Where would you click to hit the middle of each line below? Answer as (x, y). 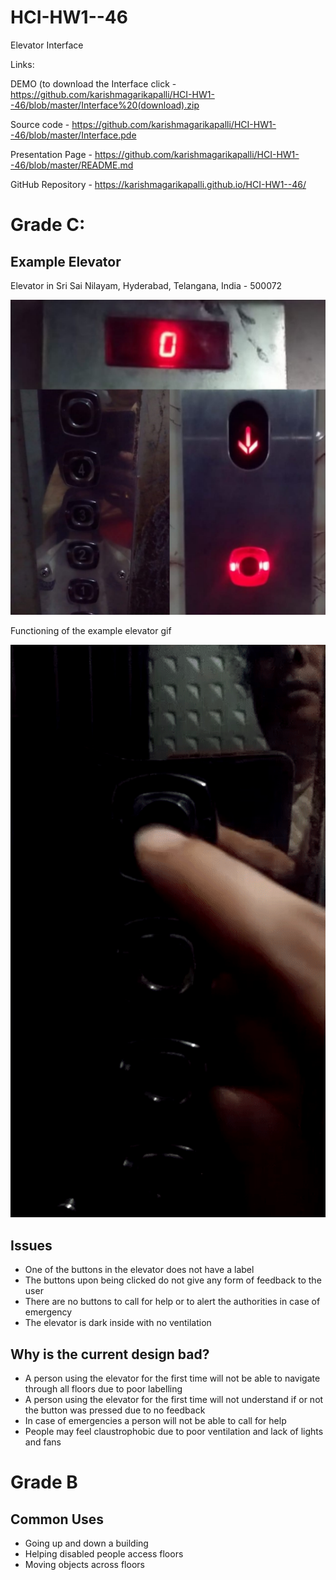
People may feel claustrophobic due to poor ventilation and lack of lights (174, 1432)
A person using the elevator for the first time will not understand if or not (174, 1400)
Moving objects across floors (84, 1565)
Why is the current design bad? (110, 1354)
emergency (48, 1312)
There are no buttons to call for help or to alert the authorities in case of (172, 1302)
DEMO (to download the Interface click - (93, 83)
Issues (31, 1245)
